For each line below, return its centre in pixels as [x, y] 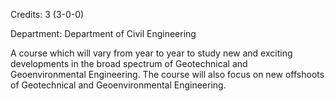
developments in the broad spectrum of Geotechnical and [129, 63]
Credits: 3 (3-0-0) [47, 14]
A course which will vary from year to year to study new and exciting [151, 53]
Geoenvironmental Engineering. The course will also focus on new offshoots [167, 74]
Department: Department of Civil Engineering [103, 33]
